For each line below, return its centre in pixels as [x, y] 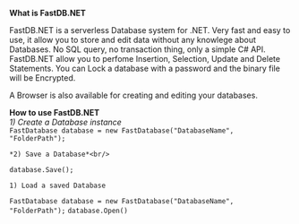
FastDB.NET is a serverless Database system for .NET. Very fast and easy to [150, 30]
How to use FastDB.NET [55, 112]
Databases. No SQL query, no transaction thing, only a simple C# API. [137, 49]
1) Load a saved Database [57, 185]
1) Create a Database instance [66, 122]
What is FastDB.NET [48, 13]
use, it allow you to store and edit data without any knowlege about [133, 40]
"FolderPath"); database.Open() [68, 211]
